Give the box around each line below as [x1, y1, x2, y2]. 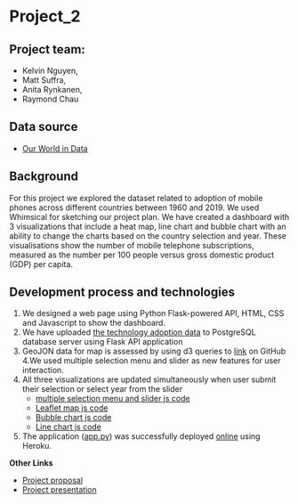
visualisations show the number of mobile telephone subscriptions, [9, 240, 255, 250]
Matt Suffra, [21, 75, 67, 85]
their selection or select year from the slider [21, 384, 183, 394]
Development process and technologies [9, 285, 236, 300]
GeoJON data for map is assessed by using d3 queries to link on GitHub [21, 345, 286, 357]
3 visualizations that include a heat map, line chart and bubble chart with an [9, 221, 286, 232]
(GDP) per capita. [9, 258, 74, 269]
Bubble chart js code [35, 412, 112, 423]
